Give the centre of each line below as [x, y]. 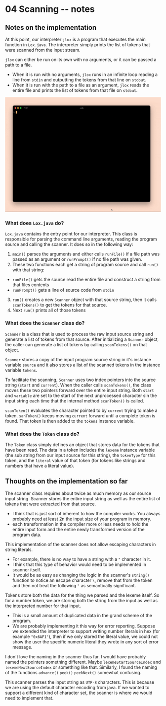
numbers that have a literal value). [40, 466]
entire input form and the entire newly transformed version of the [78, 529]
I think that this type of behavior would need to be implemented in [79, 564]
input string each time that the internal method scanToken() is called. [75, 400]
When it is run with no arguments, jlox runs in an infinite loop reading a [85, 75]
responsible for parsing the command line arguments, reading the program [81, 239]
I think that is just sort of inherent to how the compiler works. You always [86, 513]
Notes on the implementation [51, 28]
